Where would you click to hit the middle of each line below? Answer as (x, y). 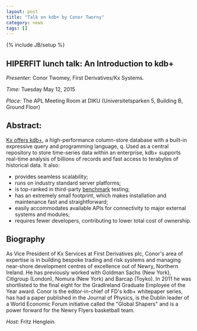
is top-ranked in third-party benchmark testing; (72, 189)
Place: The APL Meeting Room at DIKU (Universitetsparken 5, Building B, (95, 101)
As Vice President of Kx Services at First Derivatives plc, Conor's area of (95, 253)
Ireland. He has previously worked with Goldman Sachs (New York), (89, 272)
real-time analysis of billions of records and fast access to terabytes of (92, 159)
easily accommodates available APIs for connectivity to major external (100, 208)
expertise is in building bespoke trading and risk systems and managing (93, 260)
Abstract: (24, 126)
